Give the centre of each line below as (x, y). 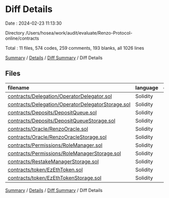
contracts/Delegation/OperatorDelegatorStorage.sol (69, 104)
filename (19, 87)
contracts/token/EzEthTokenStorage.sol (55, 178)
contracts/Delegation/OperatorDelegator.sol (60, 96)
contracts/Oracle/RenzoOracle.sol (48, 129)
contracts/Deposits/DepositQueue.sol (52, 113)
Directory (15, 33)
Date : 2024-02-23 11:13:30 (33, 23)
